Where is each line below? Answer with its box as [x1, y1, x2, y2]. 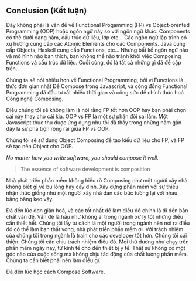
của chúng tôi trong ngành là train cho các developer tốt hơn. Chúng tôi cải [6, 232, 187, 239]
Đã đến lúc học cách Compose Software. [6, 268, 105, 275]
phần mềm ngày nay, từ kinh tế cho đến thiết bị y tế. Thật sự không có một [6, 244, 185, 251]
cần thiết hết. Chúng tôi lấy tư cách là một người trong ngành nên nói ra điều [6, 219, 190, 226]
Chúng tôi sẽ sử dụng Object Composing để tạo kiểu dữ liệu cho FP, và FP [6, 136, 184, 144]
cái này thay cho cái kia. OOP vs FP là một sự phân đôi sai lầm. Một [6, 113, 169, 120]
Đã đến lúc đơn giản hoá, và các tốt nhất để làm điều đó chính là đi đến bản [6, 206, 188, 214]
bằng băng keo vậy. [6, 195, 54, 202]
